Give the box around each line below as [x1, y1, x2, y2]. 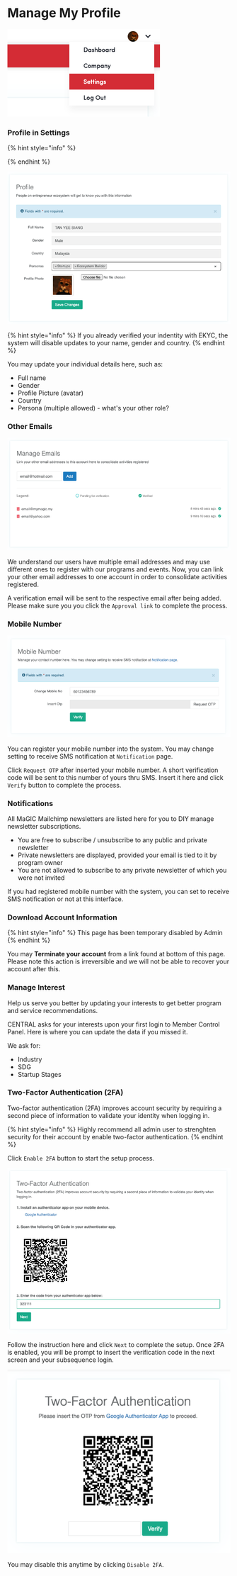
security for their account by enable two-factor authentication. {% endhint [7, 1132, 224, 1141]
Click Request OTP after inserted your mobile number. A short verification [7, 766, 219, 774]
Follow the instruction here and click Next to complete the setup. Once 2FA [7, 1340, 225, 1348]
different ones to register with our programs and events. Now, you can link [7, 565, 224, 574]
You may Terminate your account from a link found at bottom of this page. [7, 950, 226, 959]
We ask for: [7, 1041, 41, 1050]
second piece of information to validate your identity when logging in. [7, 1111, 210, 1119]
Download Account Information [7, 912, 118, 922]
